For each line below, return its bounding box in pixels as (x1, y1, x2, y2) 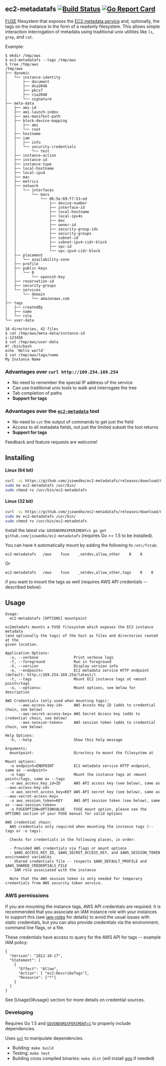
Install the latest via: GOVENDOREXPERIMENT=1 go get (5, 528, 107, 533)
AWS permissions (5, 892, 49, 899)
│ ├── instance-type (5, 162, 52, 167)
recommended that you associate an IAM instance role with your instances (5, 908, 157, 915)
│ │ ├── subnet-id (5, 235, 79, 240)
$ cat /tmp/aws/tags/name (5, 353, 58, 357)
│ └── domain (5, 292, 45, 296)
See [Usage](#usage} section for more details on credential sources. (5, 997, 145, 1003)
